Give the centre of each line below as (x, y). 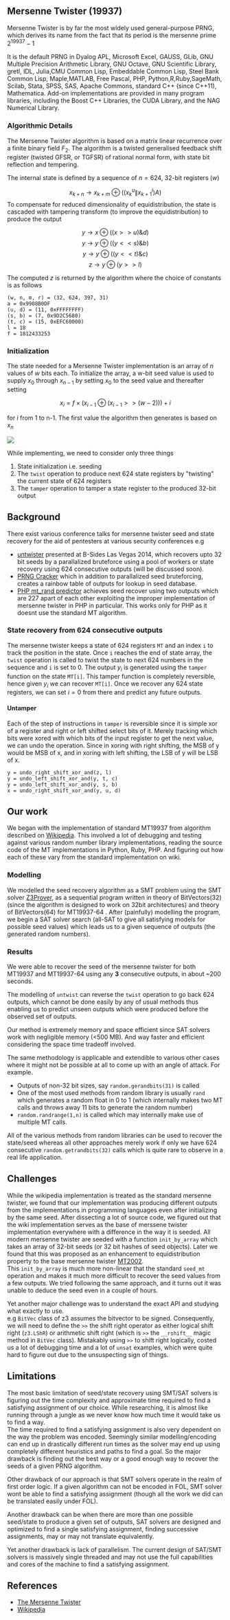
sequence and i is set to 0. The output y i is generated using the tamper (107, 668)
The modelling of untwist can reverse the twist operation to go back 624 (111, 995)
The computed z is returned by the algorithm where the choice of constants (114, 278)
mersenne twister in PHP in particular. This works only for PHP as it (112, 605)
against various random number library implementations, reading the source (115, 843)
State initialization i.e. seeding (59, 466)
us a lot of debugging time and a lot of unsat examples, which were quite (110, 1347)
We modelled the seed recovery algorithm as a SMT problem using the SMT (114, 890)
